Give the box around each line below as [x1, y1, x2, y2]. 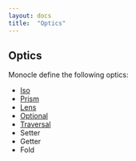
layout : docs [8, 11, 52, 20]
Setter [19, 128, 41, 138]
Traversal [19, 119, 51, 129]
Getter [19, 137, 42, 147]
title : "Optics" [8, 19, 66, 27]
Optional [19, 111, 48, 121]
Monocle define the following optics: [8, 70, 129, 80]
